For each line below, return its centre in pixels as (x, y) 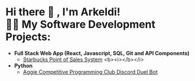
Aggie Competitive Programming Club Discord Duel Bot (90, 72)
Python (23, 65)
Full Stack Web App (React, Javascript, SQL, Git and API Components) (102, 53)
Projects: (28, 37)
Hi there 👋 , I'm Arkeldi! (63, 12)
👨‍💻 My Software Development (81, 24)
